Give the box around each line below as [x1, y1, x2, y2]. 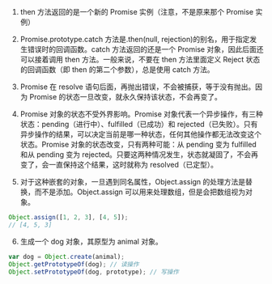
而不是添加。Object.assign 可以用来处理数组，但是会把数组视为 [34, 187, 246, 197]
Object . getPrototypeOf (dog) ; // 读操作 [8, 260, 139, 269]
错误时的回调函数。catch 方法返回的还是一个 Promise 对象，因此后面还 [27, 45, 264, 54]
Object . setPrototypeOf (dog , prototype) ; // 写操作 [8, 268, 180, 276]
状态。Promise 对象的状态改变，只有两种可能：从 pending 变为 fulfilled [19, 140, 257, 149]
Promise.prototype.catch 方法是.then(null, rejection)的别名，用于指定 [19, 35, 250, 44]
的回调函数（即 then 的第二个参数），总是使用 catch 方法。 [19, 65, 215, 74]
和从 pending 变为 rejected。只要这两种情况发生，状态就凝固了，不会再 [19, 150, 259, 159]
